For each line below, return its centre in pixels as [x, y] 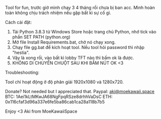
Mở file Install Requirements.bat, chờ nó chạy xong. [64, 42]
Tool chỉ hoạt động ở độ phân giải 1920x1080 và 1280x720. [64, 82]
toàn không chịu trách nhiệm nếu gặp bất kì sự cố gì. [58, 13]
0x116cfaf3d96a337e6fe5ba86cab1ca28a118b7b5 [55, 102]
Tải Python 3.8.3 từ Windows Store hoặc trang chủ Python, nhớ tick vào [84, 32]
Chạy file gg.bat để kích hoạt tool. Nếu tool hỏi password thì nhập [78, 47]
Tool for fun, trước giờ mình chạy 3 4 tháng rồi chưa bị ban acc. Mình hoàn [80, 8]
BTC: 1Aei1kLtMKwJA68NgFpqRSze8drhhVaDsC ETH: [59, 96]
